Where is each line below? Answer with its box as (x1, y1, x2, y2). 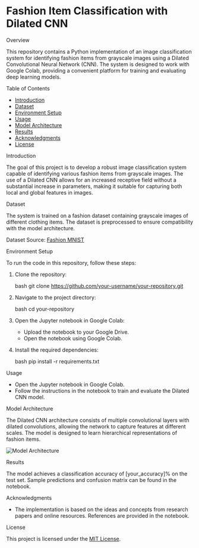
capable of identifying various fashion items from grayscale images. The (6, 170, 184, 177)
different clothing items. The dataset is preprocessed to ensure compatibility (6, 218, 194, 226)
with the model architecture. (6, 224, 75, 231)
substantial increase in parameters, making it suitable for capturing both (6, 183, 182, 190)
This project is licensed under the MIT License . (6, 535, 121, 542)
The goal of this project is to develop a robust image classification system (6, 164, 187, 171)
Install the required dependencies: (14, 346, 99, 353)
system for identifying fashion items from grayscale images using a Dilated (6, 54, 189, 61)
